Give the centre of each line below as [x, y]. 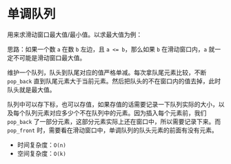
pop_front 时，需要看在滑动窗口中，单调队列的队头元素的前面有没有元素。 [113, 130]
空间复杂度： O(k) [42, 153]
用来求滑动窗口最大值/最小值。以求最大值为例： [75, 34]
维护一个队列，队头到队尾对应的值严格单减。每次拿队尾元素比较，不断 [107, 72]
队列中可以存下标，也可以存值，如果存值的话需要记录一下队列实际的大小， [113, 104]
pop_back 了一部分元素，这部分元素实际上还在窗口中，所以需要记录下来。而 [114, 121]
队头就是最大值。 [31, 90]
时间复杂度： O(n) [42, 145]
